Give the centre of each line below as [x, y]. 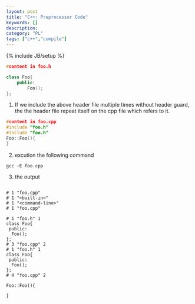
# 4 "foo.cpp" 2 [26, 275]
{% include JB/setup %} [35, 56]
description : [22, 28]
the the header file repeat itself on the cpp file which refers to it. [92, 111]
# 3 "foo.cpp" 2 [26, 244]
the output [27, 177]
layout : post [22, 11]
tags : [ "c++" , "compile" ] [37, 39]
